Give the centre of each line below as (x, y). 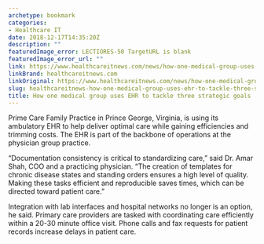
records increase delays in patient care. (72, 231)
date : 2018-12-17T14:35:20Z (54, 37)
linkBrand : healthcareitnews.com (63, 74)
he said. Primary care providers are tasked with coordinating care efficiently (131, 215)
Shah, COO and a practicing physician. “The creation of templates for (120, 166)
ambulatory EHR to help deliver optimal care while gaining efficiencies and (128, 126)
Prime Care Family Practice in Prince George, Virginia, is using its (113, 118)
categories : (27, 23)
